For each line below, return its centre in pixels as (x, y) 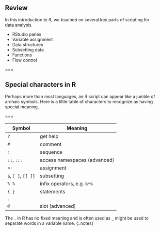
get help (49, 136)
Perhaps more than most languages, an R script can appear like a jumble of (80, 96)
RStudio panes (27, 34)
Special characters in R (40, 85)
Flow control (24, 60)
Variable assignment (32, 39)
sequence (51, 152)
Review (16, 8)
